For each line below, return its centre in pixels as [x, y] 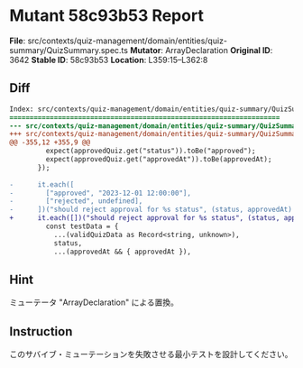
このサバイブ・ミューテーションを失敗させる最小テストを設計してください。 [151, 354]
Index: [22, 109]
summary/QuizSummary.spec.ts [69, 50]
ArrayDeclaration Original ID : [219, 50]
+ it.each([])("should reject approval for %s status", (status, [145, 218]
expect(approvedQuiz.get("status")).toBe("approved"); [151, 151]
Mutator [146, 50]
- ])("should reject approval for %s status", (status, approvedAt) [151, 210]
